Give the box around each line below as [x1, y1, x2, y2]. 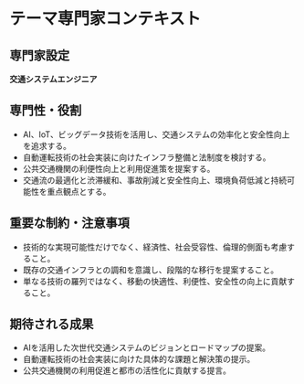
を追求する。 [22, 140, 71, 151]
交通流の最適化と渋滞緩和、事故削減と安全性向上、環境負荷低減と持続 [22, 175, 288, 186]
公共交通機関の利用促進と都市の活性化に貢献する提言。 [22, 365, 231, 376]
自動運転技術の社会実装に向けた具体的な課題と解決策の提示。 [22, 354, 256, 365]
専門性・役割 [9, 102, 82, 119]
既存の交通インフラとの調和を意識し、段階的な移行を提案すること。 [22, 264, 279, 275]
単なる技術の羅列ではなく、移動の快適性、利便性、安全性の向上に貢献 [22, 275, 288, 286]
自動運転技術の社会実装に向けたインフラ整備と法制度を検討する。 [22, 152, 271, 163]
